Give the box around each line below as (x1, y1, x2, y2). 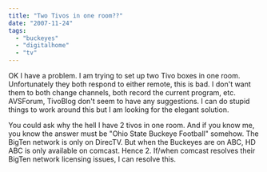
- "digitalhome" (15, 42, 70, 50)
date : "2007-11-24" (8, 19, 74, 27)
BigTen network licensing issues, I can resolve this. (8, 154, 177, 164)
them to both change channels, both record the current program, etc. (8, 88, 236, 97)
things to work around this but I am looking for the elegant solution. (8, 105, 229, 114)
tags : (8, 26, 26, 34)
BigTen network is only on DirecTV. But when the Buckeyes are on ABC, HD (8, 138, 256, 146)
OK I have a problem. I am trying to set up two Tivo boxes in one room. (8, 71, 241, 80)
